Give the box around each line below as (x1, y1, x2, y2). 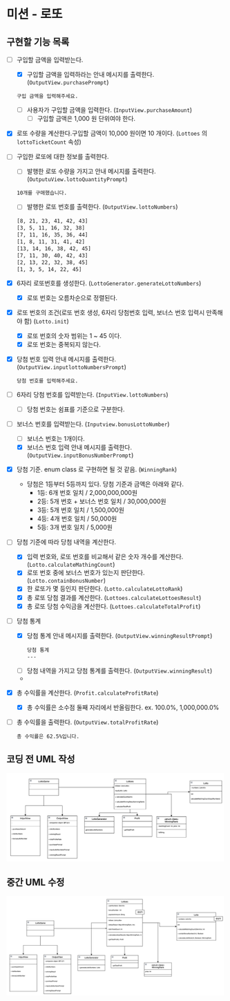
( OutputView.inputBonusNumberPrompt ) (26, 451, 134, 460)
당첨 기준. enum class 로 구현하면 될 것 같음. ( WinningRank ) (16, 465, 178, 474)
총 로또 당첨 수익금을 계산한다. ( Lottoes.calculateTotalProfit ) (26, 602, 201, 610)
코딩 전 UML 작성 (6, 754, 75, 765)
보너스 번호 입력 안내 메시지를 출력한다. (26, 443, 133, 451)
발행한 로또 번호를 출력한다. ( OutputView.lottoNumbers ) (26, 203, 178, 211)
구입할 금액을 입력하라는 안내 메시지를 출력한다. (26, 71, 155, 79)
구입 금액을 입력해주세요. (16, 93, 79, 100)
